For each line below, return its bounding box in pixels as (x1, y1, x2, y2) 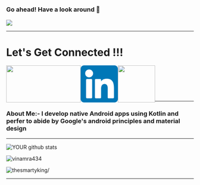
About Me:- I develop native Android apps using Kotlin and (6, 110, 179, 118)
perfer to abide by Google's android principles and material (6, 117, 180, 125)
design (6, 125, 27, 133)
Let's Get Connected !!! (6, 46, 124, 59)
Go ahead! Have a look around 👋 (6, 5, 100, 14)
